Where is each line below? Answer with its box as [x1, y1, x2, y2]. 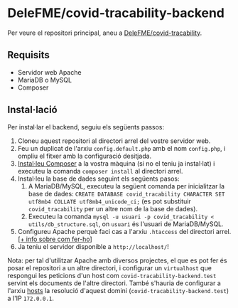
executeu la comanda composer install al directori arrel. [17, 166, 183, 175]
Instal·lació [7, 104, 58, 116]
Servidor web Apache [17, 68, 82, 76]
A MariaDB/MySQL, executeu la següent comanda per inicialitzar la [28, 181, 225, 190]
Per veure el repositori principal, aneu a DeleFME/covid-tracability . [7, 28, 202, 37]
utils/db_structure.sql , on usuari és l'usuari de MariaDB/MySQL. [28, 219, 224, 228]
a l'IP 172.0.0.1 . [7, 294, 55, 302]
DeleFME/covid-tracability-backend [7, 5, 225, 21]
